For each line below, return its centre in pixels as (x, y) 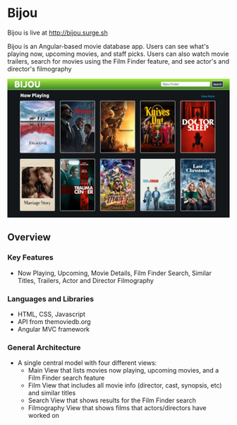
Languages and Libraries (50, 298)
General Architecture (44, 347)
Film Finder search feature (66, 378)
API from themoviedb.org (54, 321)
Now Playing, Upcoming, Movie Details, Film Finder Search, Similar (114, 273)
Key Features (31, 257)
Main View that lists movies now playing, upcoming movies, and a (123, 371)
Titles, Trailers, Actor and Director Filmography (85, 280)
